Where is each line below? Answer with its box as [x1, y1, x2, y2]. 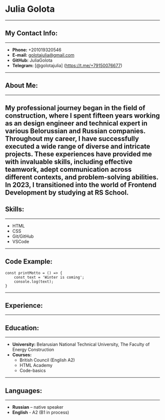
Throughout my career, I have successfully [5, 134, 139, 143]
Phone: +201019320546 [12, 47, 61, 53]
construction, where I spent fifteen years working [5, 111, 160, 120]
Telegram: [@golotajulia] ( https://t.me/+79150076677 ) [12, 63, 123, 68]
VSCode [12, 238, 29, 244]
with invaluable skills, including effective [5, 158, 133, 166]
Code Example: [5, 258, 53, 266]
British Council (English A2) [19, 357, 75, 363]
